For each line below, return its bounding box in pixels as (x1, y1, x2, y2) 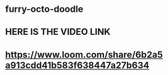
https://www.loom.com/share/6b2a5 (5, 49, 163, 60)
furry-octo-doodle (5, 3, 84, 15)
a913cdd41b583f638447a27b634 (5, 60, 149, 71)
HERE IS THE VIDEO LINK (5, 26, 111, 38)
